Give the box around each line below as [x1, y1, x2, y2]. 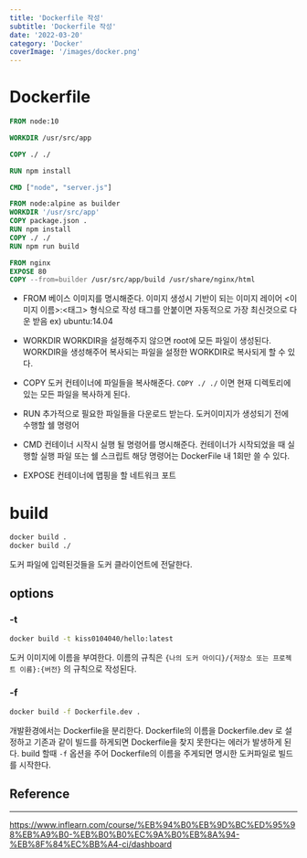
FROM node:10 [9, 117, 59, 126]
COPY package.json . [9, 217, 89, 226]
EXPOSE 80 [9, 267, 48, 276]
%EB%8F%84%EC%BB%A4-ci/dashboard [9, 838, 172, 850]
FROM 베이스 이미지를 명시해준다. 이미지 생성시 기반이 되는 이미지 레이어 [22, 293, 283, 304]
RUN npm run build [9, 241, 79, 251]
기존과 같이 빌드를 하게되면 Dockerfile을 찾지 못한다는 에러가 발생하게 [33, 736, 282, 747]
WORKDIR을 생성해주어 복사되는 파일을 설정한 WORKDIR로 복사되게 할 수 [22, 346, 286, 357]
